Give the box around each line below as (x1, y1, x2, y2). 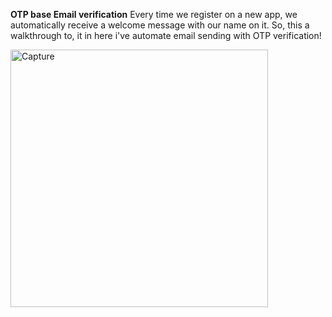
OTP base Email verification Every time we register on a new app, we (10, 9, 298, 20)
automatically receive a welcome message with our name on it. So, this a (10, 19, 310, 31)
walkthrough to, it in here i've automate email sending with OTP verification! (10, 30, 322, 41)
